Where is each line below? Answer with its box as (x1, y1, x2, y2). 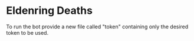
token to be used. (6, 29, 49, 36)
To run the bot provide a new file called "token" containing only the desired (6, 23, 189, 30)
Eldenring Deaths (6, 4, 93, 17)
